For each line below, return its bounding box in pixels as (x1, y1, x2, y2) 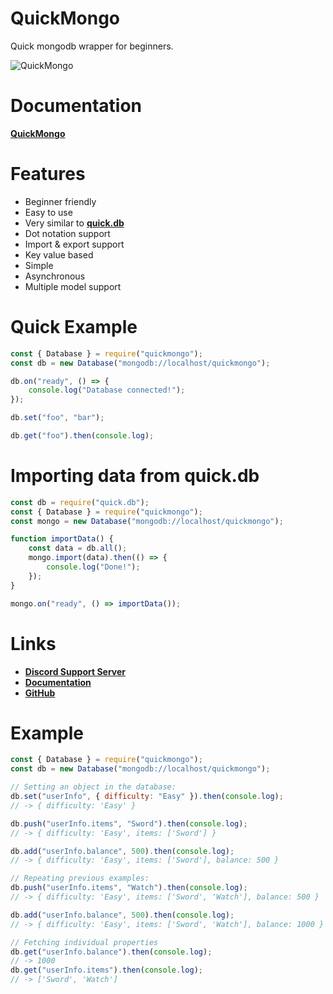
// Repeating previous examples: (10, 873, 150, 884)
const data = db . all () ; (28, 543, 128, 554)
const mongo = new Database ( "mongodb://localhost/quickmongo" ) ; (10, 516, 284, 526)
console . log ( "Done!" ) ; (46, 562, 141, 572)
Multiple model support (24, 280, 122, 292)
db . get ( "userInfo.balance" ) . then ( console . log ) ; (10, 947, 213, 957)
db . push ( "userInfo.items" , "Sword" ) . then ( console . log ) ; (10, 818, 248, 829)
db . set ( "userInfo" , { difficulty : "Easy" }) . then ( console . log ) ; (10, 792, 284, 802)
